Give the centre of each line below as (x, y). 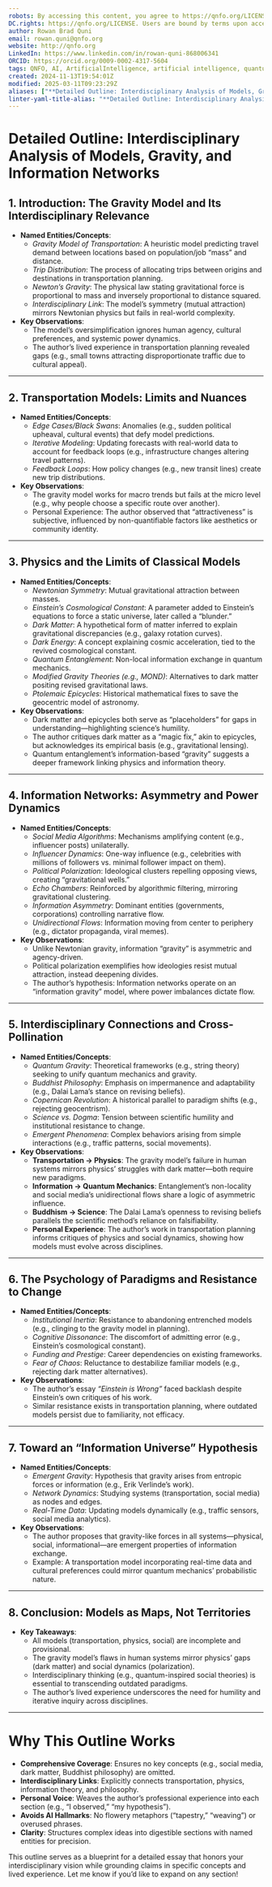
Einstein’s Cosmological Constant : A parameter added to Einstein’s (143, 607)
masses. (46, 599)
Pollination (36, 1037)
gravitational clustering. (72, 896)
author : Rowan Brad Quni (50, 31)
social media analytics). (72, 1519)
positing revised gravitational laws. (90, 685)
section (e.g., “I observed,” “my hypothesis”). (96, 1806)
